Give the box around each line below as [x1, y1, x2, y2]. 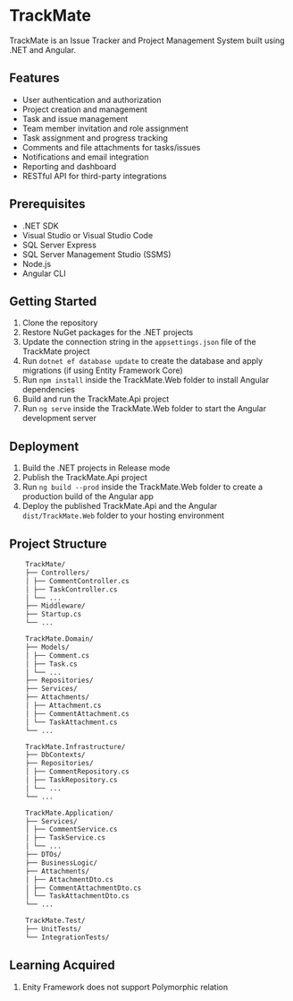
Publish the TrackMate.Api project [21, 472, 147, 483]
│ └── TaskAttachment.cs [25, 718, 118, 727]
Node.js [21, 258, 52, 269]
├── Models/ [25, 643, 70, 652]
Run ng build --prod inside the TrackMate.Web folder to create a [21, 481, 264, 493]
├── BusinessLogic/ [25, 858, 98, 867]
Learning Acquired [9, 958, 115, 973]
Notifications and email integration [21, 151, 149, 162]
